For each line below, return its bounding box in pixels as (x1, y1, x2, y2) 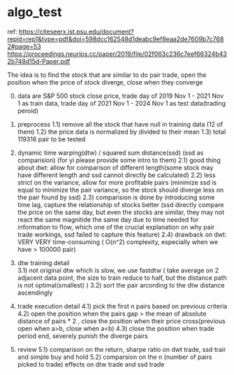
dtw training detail (17, 258, 70, 267)
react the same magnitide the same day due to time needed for (17, 215, 199, 224)
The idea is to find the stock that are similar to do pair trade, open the (7, 71, 207, 79)
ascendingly (17, 288, 53, 297)
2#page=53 (7, 42, 41, 50)
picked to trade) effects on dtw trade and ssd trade (17, 360, 165, 368)
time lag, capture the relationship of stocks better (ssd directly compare (17, 200, 224, 208)
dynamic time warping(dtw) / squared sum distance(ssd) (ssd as (17, 148, 204, 157)
